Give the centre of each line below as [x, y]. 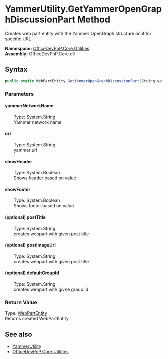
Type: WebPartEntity [26, 313]
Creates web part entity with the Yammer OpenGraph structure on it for [78, 33]
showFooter [18, 189]
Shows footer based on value [44, 206]
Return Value [21, 302]
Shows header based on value [45, 178]
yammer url [26, 150]
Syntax [16, 70]
